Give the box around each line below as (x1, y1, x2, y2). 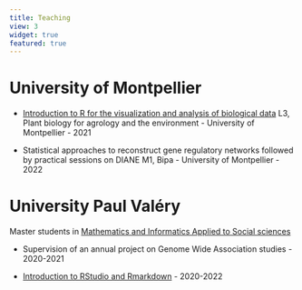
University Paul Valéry (9, 196, 181, 216)
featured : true (9, 38, 67, 48)
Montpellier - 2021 (22, 127, 92, 138)
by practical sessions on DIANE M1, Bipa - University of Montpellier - (22, 155, 280, 165)
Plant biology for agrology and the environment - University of (22, 117, 256, 128)
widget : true (9, 30, 59, 39)
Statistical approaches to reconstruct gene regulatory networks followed (22, 145, 294, 155)
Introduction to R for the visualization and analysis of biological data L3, (22, 108, 290, 119)
